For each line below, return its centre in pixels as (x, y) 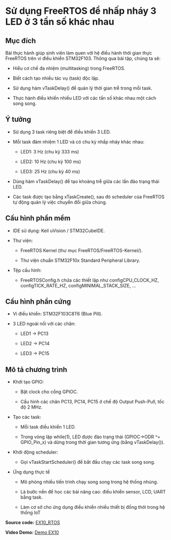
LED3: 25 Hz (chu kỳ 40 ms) (50, 171)
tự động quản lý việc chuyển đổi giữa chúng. (60, 202)
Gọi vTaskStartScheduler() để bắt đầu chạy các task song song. (88, 462)
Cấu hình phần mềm (38, 218)
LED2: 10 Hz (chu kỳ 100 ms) (51, 162)
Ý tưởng (18, 119)
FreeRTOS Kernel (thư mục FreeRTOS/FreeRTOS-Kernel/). (81, 250)
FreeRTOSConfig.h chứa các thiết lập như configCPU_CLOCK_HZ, (90, 280)
